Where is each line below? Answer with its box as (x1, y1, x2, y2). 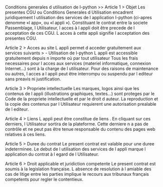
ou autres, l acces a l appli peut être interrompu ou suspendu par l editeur (5, 71, 153, 76)
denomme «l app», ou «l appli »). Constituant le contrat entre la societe (5, 20, 148, 25)
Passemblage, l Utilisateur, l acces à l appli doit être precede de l (5, 25, 135, 31)
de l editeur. (5, 106, 29, 112)
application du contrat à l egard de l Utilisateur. (5, 151, 99, 157)
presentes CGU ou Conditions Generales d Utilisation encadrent (5, 9, 133, 15)
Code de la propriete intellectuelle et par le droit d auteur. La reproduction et (5, 96, 159, 102)
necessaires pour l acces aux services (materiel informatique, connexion (5, 61, 151, 66)
